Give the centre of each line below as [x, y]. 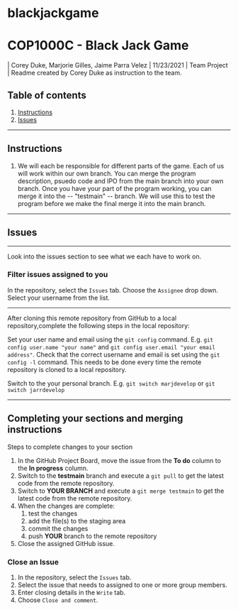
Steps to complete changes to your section [70, 447]
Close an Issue [33, 562]
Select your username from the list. [59, 298]
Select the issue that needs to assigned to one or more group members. [123, 584]
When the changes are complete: [66, 506]
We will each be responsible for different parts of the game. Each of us [121, 165]
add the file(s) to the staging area [77, 521]
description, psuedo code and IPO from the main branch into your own [120, 181]
